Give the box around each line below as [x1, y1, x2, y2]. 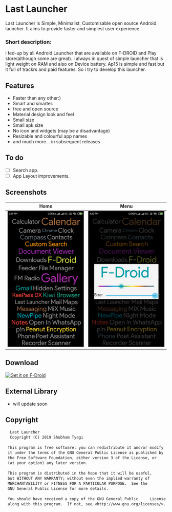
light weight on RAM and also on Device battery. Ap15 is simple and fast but [5, 61, 165, 67]
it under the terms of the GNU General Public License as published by [7, 450, 164, 456]
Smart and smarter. [12, 101, 54, 107]
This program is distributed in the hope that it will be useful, [7, 471, 153, 476]
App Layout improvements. [12, 173, 70, 179]
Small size [12, 117, 35, 123]
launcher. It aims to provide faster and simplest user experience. [5, 25, 141, 31]
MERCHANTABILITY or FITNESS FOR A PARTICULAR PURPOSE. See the [7, 481, 147, 486]
